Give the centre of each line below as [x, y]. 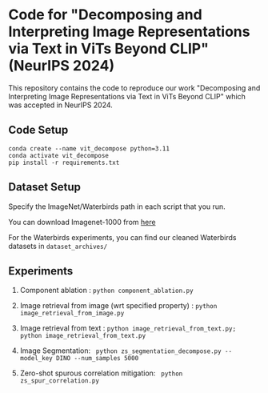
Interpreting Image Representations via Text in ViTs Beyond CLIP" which [127, 96]
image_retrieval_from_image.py [72, 314]
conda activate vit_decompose [59, 155]
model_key [36, 359]
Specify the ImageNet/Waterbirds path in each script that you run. [117, 207]
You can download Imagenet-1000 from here [82, 222]
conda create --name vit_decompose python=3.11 [89, 148]
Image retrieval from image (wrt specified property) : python [118, 306]
